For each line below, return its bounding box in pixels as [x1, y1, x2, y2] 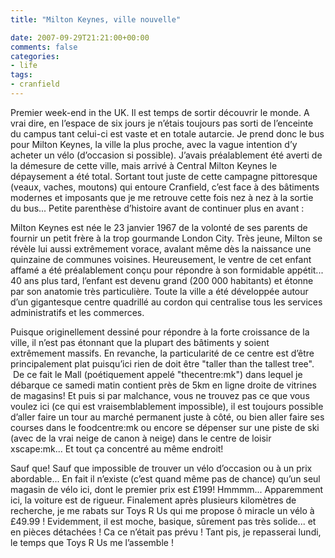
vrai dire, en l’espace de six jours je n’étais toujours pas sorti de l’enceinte [10, 117, 314, 129]
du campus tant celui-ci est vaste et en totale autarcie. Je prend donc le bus [10, 127, 325, 140]
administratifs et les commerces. [10, 306, 145, 318]
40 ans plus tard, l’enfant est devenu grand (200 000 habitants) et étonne [10, 274, 314, 286]
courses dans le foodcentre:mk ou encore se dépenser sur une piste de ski [10, 421, 320, 433]
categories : [10, 51, 60, 61]
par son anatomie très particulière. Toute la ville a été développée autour [10, 285, 309, 297]
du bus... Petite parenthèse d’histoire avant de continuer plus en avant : [10, 202, 305, 214]
